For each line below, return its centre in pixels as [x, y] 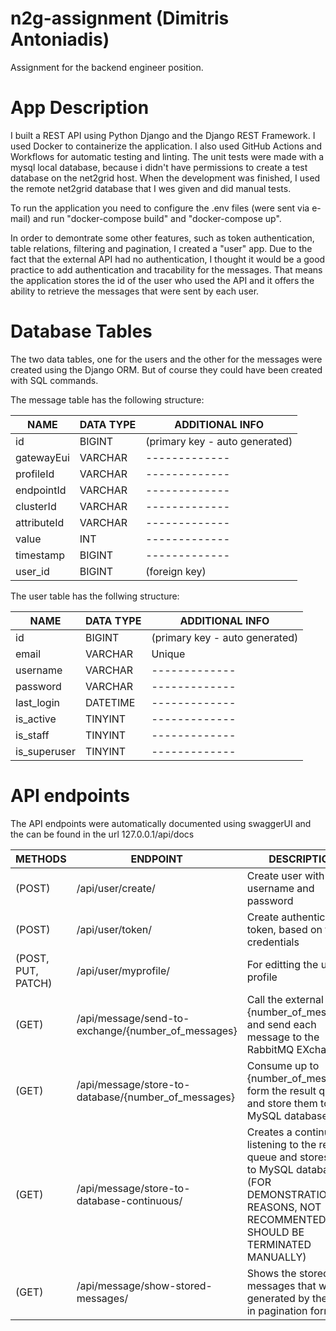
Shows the [271, 1273]
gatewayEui [42, 457]
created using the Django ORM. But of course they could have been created [166, 369]
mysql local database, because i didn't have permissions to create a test [159, 167]
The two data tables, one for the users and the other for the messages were [166, 359]
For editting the [282, 964]
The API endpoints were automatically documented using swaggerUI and [161, 823]
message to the [283, 1037]
